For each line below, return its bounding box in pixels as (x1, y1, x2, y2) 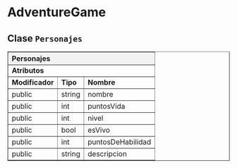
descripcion (87, 149, 127, 159)
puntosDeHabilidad (87, 137, 152, 147)
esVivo (87, 125, 111, 135)
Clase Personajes (7, 32, 83, 44)
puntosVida (87, 102, 126, 111)
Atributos (11, 66, 44, 75)
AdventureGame (7, 4, 107, 20)
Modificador (11, 78, 54, 87)
